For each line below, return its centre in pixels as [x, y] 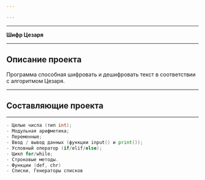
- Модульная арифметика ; [38, 131]
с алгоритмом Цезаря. [36, 81]
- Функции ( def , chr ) [34, 165]
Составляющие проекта [55, 105]
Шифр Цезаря [25, 35]
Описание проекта [44, 59]
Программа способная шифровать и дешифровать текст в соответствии [101, 74]
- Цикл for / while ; [30, 154]
